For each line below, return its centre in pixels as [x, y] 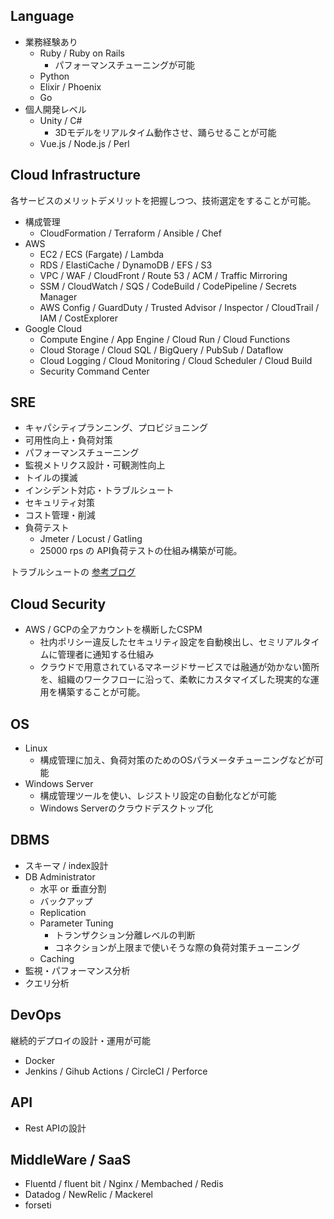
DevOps [36, 1015]
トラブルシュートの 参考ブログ [73, 572]
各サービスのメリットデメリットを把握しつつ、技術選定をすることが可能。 [163, 200]
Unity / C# [61, 120]
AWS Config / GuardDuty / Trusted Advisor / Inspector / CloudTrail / [179, 307]
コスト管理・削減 [60, 515]
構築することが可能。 [101, 692]
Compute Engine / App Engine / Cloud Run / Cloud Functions [165, 339]
